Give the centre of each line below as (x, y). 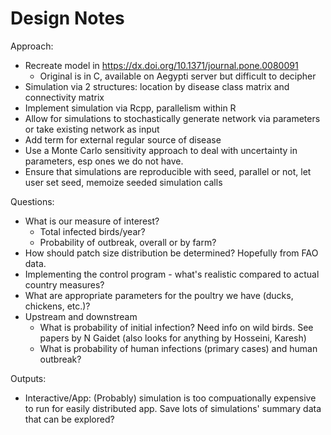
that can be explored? (69, 419)
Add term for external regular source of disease (123, 139)
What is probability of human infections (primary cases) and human (178, 348)
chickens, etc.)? (57, 306)
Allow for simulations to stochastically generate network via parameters (172, 118)
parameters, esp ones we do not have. (104, 161)
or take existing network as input (92, 129)
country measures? (64, 284)
